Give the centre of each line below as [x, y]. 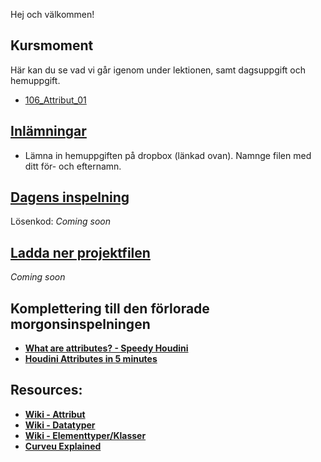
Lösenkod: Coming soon [61, 221]
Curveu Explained [63, 446]
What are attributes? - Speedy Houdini [106, 348]
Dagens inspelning [70, 197]
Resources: [46, 390]
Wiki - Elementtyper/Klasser [85, 435]
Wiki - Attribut [55, 414]
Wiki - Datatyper [60, 425]
